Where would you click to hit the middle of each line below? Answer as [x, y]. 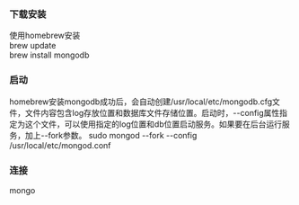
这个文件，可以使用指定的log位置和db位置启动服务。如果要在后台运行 [154, 124]
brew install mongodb [49, 55]
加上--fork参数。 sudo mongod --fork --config [111, 135]
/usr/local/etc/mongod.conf [60, 145]
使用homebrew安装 [45, 36]
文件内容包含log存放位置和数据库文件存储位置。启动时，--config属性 [152, 112]
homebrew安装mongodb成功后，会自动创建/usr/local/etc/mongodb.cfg [141, 102]
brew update [33, 46]
